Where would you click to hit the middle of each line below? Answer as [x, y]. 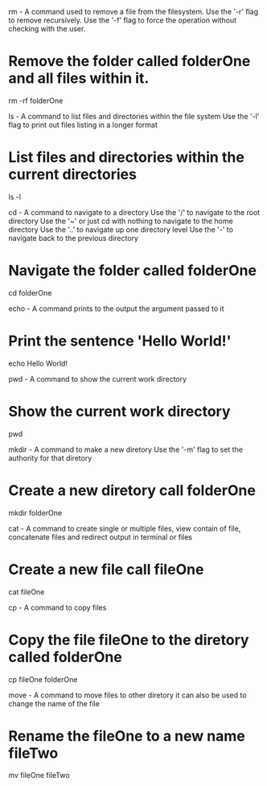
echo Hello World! [38, 363]
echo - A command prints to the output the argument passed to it [116, 308]
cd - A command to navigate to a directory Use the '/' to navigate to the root [134, 212]
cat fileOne [27, 592]
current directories [72, 174]
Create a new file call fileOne [106, 569]
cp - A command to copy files [58, 607]
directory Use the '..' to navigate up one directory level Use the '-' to [121, 230]
